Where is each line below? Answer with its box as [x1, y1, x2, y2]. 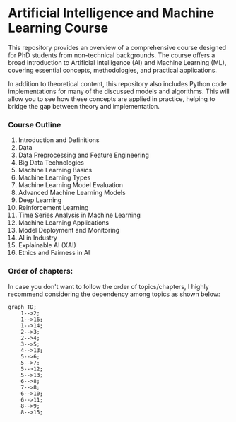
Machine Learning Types [18, 173, 91, 182]
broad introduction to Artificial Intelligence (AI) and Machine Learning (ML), [8, 58, 227, 66]
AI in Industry [18, 233, 57, 242]
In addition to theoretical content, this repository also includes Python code [8, 79, 227, 88]
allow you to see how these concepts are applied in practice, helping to [8, 94, 216, 103]
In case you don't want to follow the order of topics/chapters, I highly [8, 282, 209, 291]
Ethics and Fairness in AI [18, 249, 90, 257]
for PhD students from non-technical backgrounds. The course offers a [8, 51, 216, 59]
